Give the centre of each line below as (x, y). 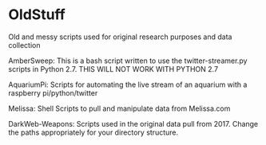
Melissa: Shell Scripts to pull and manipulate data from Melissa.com (119, 108)
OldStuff (37, 15)
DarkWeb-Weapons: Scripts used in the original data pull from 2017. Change (133, 123)
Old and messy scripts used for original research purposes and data (120, 37)
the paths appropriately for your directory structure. (93, 132)
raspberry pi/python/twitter (53, 92)
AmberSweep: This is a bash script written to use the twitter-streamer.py (128, 61)
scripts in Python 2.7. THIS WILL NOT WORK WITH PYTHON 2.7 (113, 69)
